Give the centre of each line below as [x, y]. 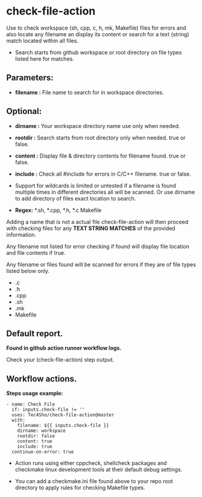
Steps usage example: [35, 393]
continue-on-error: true [43, 452]
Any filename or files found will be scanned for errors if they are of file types [101, 265]
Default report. [35, 333]
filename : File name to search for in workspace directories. [89, 92]
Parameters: [30, 78]
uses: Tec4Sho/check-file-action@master [63, 415]
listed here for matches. [44, 59]
